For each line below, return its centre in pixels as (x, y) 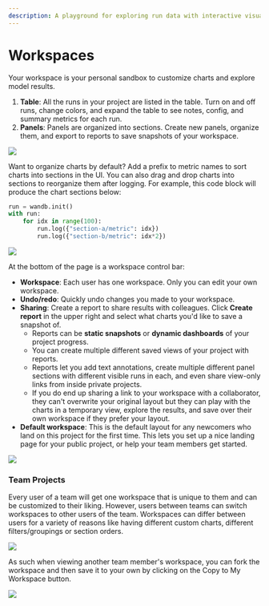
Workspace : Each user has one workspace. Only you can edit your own (139, 282)
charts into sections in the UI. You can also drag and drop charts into (121, 175)
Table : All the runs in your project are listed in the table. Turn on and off (138, 102)
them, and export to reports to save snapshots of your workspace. (129, 135)
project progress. (60, 341)
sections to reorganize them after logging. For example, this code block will (132, 183)
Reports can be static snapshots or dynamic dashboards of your (141, 333)
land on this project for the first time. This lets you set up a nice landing (137, 435)
